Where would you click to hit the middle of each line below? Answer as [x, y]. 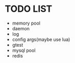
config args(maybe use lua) [41, 39]
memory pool [26, 23]
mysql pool [24, 50]
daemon [21, 28]
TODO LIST [29, 9]
